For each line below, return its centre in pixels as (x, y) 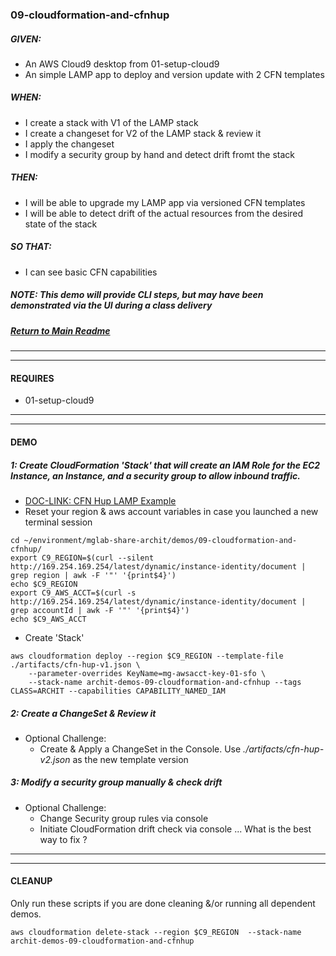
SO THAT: (31, 247)
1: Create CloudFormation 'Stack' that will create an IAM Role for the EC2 (165, 465)
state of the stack (61, 224)
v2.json (55, 759)
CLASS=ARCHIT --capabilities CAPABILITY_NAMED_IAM (118, 691)
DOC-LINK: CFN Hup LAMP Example (100, 500)
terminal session (58, 522)
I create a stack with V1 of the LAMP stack (111, 122)
